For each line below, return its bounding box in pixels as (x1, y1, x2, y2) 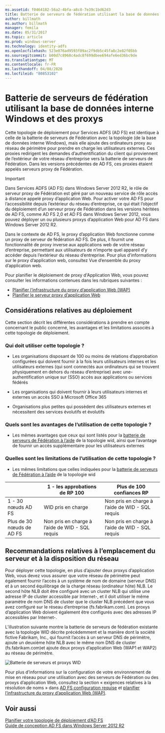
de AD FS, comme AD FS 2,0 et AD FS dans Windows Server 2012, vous (5, 211, 151, 217)
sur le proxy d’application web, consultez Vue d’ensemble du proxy (5, 257, 141, 263)
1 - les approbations (47, 483, 97, 490)
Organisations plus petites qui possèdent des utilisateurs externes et (12, 404, 151, 410)
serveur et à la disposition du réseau (5, 554, 119, 563)
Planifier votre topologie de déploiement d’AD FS (5, 717, 103, 723)
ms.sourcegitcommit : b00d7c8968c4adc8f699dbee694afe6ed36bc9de (5, 53, 137, 58)
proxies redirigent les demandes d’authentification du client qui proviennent (5, 150, 158, 156)
